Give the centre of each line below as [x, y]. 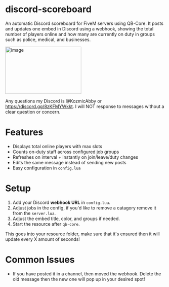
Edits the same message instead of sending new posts [69, 162]
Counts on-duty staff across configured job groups [66, 152]
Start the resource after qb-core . [46, 224]
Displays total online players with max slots [57, 146]
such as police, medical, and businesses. [48, 40]
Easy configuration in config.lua [47, 168]
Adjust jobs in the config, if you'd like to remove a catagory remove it [85, 208]
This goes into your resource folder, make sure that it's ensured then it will [83, 234]
